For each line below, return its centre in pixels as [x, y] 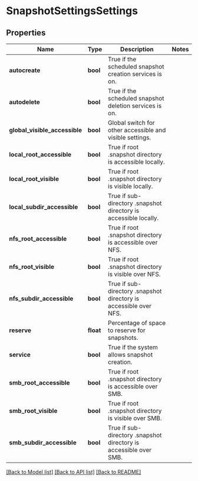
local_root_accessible [40, 155]
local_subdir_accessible [44, 207]
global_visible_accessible [46, 130]
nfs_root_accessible [38, 239]
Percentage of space [137, 323]
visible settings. [130, 137]
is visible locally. [131, 186]
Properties [26, 33]
